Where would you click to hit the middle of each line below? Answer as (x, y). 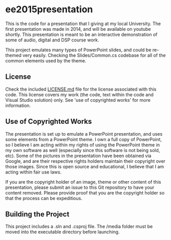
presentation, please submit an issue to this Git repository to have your (80, 187)
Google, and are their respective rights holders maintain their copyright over (85, 161)
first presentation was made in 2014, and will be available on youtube (78, 29)
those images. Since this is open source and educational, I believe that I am (85, 166)
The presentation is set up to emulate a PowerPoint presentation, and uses (84, 134)
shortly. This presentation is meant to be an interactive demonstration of (81, 34)
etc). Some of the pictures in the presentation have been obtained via (78, 156)
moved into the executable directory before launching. (62, 232)
